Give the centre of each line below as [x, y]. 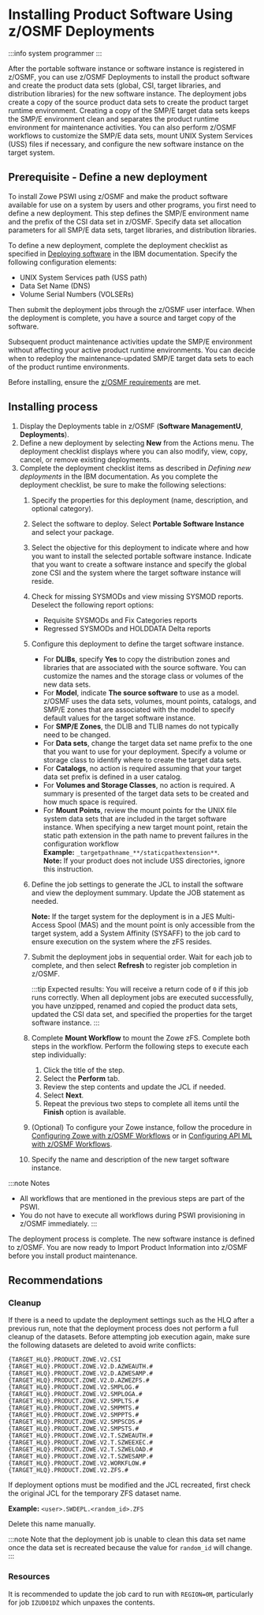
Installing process [53, 407]
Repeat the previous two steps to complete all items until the [141, 1103]
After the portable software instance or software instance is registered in [126, 68]
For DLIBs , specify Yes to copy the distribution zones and [136, 659]
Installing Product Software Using [121, 15]
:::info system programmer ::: [55, 53]
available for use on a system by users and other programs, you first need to [132, 205]
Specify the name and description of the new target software [130, 1159]
